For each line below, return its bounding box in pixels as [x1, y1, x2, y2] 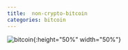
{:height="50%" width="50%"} [33, 35, 122, 43]
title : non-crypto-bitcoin [7, 10, 88, 17]
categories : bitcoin [7, 16, 67, 23]
